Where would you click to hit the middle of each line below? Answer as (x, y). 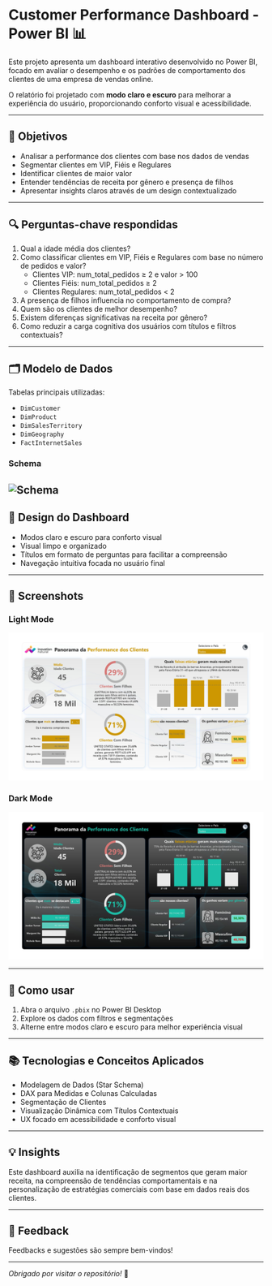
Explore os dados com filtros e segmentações (97, 1018)
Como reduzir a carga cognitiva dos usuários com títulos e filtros (128, 326)
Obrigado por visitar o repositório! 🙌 (69, 1274)
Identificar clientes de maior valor (76, 173)
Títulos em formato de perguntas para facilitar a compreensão (124, 555)
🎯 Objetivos (38, 137)
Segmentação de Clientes (63, 1102)
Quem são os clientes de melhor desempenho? (99, 309)
